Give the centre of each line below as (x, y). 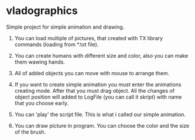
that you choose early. (42, 103)
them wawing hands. (40, 62)
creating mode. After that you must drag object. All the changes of (94, 90)
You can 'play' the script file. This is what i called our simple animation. (100, 114)
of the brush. (30, 132)
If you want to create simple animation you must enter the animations (98, 84)
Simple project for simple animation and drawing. (65, 27)
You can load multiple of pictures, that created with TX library (88, 38)
